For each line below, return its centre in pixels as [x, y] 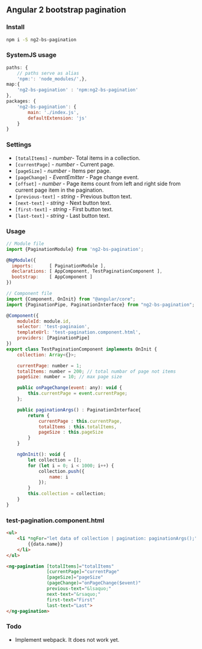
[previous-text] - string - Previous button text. [73, 196]
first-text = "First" [71, 600]
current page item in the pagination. [59, 190]
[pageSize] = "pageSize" [75, 578]
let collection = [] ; [55, 460]
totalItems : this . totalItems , [78, 427]
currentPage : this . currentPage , [80, 421]
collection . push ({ [61, 471]
